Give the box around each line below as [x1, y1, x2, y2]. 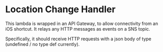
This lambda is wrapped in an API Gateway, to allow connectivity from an [5, 20, 158, 27]
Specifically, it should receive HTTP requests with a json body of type [5, 36, 152, 42]
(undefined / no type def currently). [5, 41, 80, 47]
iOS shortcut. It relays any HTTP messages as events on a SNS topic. [5, 25, 150, 32]
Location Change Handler [5, 4, 116, 15]
